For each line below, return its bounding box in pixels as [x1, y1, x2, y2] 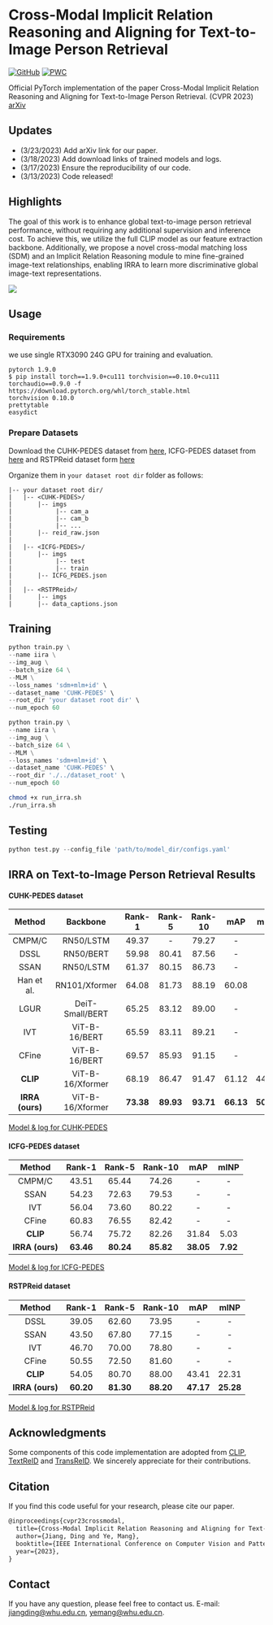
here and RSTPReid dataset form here [8, 454, 136, 464]
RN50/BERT [63, 948, 110, 960]
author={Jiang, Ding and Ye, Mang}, [15, 1531, 140, 1540]
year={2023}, [15, 1547, 60, 1555]
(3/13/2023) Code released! [19, 171, 114, 181]
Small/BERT [63, 1009, 109, 1020]
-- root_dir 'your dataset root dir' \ [8, 696, 140, 704]
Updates [8, 124, 53, 137]
